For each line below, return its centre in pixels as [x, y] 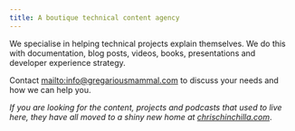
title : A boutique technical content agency [95, 18]
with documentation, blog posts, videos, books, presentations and [133, 53]
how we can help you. [50, 89]
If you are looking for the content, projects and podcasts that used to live [146, 107]
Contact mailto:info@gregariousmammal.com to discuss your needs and [144, 80]
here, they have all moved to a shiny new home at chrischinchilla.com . [141, 117]
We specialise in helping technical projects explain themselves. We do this [148, 43]
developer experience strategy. [68, 62]
